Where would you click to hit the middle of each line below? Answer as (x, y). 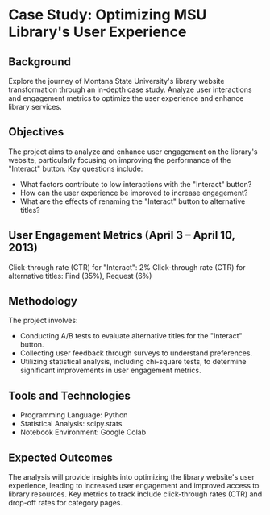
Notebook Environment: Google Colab (83, 432)
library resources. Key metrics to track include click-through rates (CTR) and (135, 494)
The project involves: (43, 321)
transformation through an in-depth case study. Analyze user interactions (130, 89)
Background (39, 62)
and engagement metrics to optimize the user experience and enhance (126, 98)
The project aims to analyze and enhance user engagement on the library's (133, 152)
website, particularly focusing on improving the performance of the (120, 160)
